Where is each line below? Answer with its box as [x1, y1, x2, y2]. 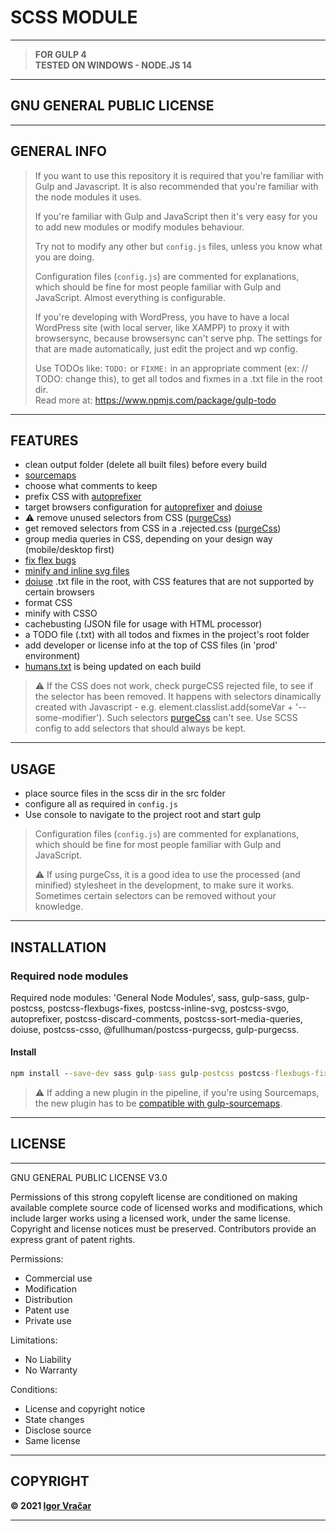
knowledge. [34, 901, 84, 913]
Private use [24, 1314, 72, 1326]
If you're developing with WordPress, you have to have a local [34, 311, 290, 323]
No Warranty [24, 1364, 78, 1376]
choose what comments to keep [24, 480, 158, 492]
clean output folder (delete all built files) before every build [24, 459, 268, 471]
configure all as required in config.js [24, 798, 178, 810]
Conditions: [10, 1383, 58, 1395]
